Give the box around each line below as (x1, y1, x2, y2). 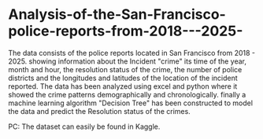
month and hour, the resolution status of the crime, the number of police (8, 64, 243, 74)
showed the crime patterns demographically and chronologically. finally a (8, 90, 246, 99)
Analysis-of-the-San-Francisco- (8, 5, 226, 24)
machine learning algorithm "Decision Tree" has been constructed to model (8, 98, 254, 108)
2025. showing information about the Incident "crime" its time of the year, (8, 57, 246, 66)
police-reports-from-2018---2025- (8, 22, 243, 40)
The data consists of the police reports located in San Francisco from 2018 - (8, 48, 256, 57)
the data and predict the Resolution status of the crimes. (8, 106, 191, 115)
